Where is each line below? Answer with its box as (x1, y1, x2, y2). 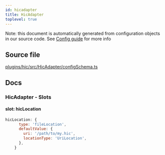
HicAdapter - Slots (5, 94, 51, 101)
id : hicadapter (5, 7, 37, 13)
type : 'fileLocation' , (18, 122, 67, 127)
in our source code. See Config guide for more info (5, 36, 111, 42)
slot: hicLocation (5, 106, 41, 112)
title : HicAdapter (5, 12, 44, 17)
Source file (5, 50, 40, 59)
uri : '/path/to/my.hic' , (23, 131, 76, 136)
